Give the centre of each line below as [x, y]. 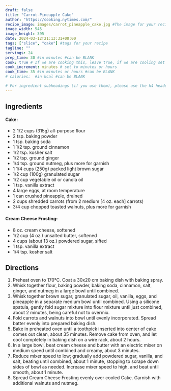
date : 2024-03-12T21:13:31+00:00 [41, 39]
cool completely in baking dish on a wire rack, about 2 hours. [77, 340]
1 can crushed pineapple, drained [48, 196]
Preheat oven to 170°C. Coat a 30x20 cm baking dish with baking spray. [88, 280]
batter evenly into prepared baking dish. [54, 324]
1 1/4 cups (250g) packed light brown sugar [58, 169]
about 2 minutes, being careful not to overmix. [61, 313]
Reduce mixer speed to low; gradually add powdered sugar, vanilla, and [88, 356]
